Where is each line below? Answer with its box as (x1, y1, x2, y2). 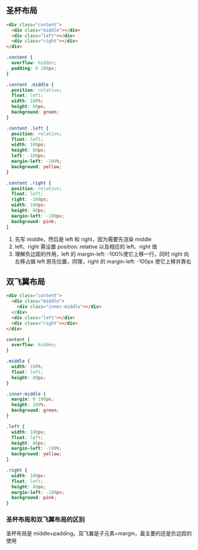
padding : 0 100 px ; (11, 65, 57, 71)
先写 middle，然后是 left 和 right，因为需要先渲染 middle (14, 236, 152, 243)
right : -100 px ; (11, 197, 49, 202)
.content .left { (6, 125, 49, 131)
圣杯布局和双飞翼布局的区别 (6, 516, 85, 524)
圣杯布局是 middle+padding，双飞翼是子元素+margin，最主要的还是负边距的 (6, 530, 192, 537)
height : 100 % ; (11, 402, 46, 408)
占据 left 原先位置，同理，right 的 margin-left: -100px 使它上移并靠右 (25, 258, 191, 265)
